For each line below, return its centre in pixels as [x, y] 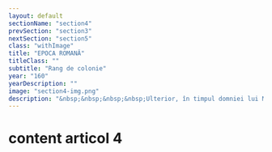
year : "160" [28, 76]
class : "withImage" [41, 46]
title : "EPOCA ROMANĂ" [47, 53]
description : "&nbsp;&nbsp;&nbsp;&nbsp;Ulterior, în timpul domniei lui [134, 99]
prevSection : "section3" [50, 31]
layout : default [36, 16]
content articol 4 [66, 139]
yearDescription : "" [43, 83]
